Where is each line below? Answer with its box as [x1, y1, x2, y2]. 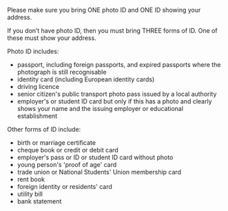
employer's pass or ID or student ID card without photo [17, 153, 174, 161]
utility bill [17, 190, 43, 198]
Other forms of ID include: [7, 125, 81, 133]
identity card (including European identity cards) [17, 75, 155, 83]
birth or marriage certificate [17, 139, 96, 147]
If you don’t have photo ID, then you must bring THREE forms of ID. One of [7, 27, 218, 34]
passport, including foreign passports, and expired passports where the [17, 61, 221, 68]
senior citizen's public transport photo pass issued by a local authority [17, 90, 217, 98]
